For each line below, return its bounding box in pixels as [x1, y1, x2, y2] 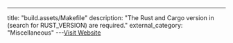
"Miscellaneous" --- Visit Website [7, 28, 101, 37]
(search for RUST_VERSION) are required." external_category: [7, 21, 183, 29]
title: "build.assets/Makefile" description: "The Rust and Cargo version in [7, 14, 214, 21]
